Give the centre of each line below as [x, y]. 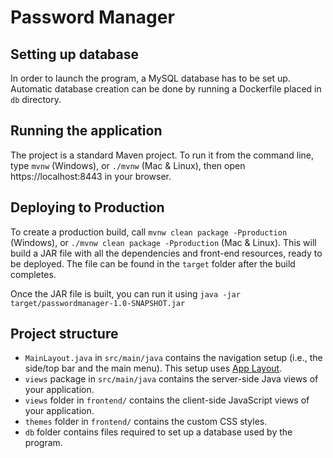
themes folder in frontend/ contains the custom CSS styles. [146, 422]
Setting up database [75, 54]
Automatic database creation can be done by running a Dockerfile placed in [166, 89]
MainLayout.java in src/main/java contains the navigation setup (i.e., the [173, 358]
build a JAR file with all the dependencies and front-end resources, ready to [166, 253]
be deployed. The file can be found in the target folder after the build [153, 263]
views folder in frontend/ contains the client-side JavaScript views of [167, 400]
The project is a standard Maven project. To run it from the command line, [162, 155]
